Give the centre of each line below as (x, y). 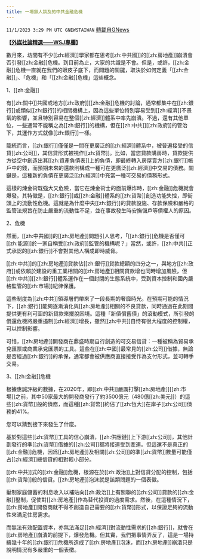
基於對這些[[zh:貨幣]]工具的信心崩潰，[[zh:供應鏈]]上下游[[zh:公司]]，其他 (97, 436)
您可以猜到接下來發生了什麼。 (43, 424)
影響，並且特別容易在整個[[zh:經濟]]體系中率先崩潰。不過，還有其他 (100, 118)
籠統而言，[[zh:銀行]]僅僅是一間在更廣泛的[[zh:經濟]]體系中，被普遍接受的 (97, 145)
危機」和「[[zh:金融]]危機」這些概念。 (73, 77)
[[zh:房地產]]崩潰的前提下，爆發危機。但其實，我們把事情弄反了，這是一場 (98, 534)
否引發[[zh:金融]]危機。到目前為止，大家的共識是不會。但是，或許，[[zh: (95, 62)
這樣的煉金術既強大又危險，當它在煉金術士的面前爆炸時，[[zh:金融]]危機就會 (100, 188)
